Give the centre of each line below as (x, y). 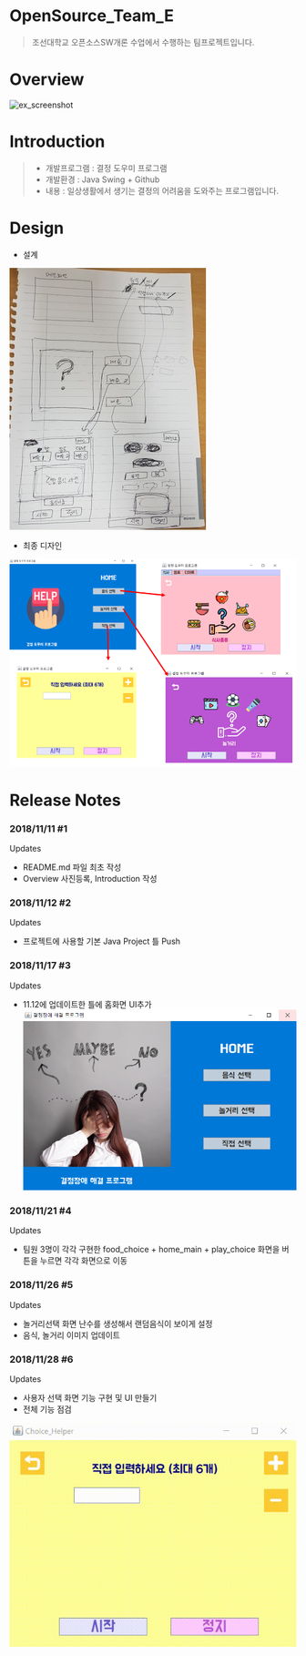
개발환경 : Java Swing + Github (102, 179)
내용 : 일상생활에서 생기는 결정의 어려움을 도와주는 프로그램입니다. (162, 190)
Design (37, 228)
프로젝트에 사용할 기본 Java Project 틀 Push (101, 941)
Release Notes (65, 800)
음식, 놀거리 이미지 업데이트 (71, 1334)
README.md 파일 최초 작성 (72, 867)
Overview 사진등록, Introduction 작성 (90, 879)
